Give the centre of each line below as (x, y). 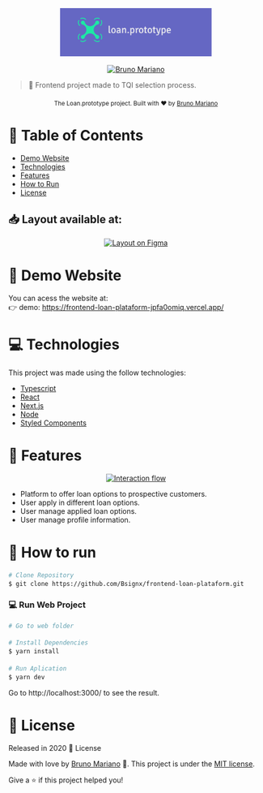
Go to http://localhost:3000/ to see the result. (84, 692)
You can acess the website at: (58, 298)
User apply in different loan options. (80, 502)
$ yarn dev (27, 677)
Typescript (38, 388)
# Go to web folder (41, 626)
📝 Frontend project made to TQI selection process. (112, 85)
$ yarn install (34, 652)
